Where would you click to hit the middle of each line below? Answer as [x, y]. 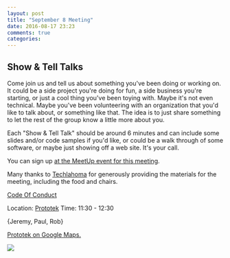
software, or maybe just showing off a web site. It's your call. [93, 148]
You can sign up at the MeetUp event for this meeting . [83, 161]
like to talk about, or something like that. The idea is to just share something [114, 112]
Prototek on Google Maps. [44, 235]
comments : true [29, 33]
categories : [24, 39]
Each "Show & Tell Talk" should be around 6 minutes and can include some [113, 133]
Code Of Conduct [32, 195]
